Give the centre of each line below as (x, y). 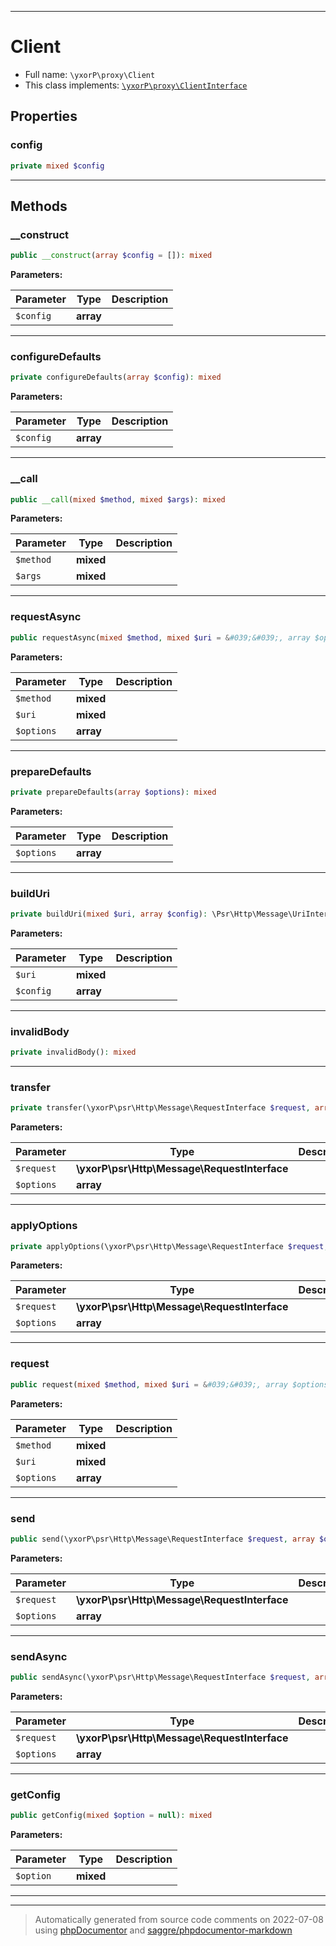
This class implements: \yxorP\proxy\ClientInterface (136, 85)
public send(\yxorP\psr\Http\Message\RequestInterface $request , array (162, 1539)
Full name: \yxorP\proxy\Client (90, 74)
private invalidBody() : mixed (73, 1052)
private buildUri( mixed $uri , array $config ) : (109, 914)
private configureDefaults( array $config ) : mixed (116, 377)
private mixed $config (57, 166)
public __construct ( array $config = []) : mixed (111, 256)
